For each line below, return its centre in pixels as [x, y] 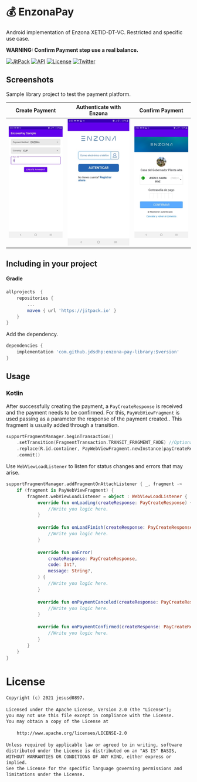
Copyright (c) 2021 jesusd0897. [45, 698]
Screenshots [30, 80]
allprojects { [25, 292]
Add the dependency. [32, 334]
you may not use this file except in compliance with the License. [90, 716]
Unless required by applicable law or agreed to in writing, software [94, 745]
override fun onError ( [65, 552]
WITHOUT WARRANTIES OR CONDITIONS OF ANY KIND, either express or [89, 757]
